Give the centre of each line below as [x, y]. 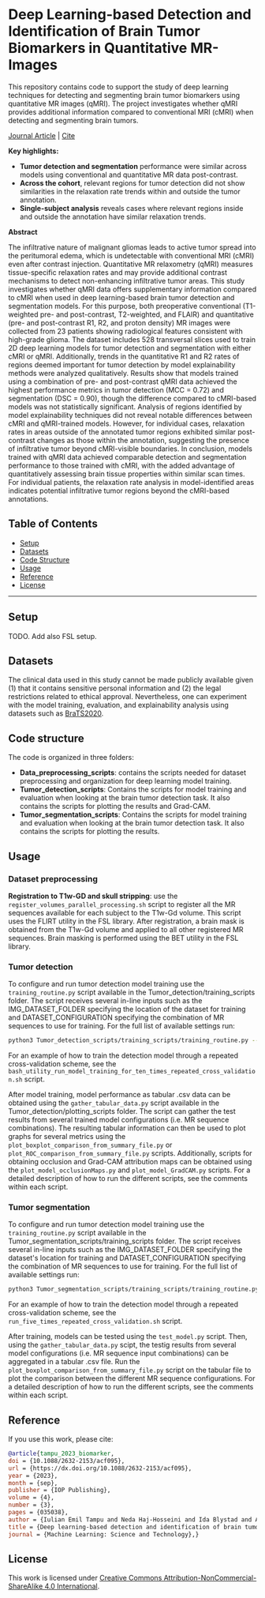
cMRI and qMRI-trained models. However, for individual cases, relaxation [127, 423]
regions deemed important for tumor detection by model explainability [122, 364]
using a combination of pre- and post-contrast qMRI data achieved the [123, 382]
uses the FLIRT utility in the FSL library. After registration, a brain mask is [126, 921]
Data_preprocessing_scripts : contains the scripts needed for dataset [133, 773]
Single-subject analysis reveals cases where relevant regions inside [131, 208]
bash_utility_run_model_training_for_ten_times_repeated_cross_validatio [132, 1072]
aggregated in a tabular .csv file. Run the [74, 1362]
